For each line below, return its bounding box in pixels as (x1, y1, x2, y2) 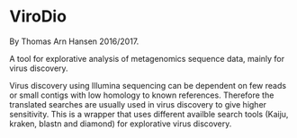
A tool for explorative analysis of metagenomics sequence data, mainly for (9, 53, 285, 64)
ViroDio (9, 6, 67, 27)
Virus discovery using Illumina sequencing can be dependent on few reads (9, 80, 286, 91)
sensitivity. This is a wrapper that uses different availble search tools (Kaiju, (9, 108, 289, 119)
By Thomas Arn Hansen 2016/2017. (9, 36, 139, 47)
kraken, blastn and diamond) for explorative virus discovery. (9, 118, 232, 129)
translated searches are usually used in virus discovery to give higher (9, 99, 267, 109)
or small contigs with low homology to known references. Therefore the (9, 90, 274, 100)
